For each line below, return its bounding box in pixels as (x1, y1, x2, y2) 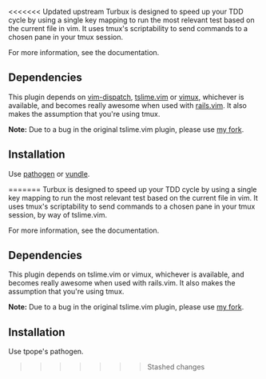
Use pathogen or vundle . (8, 169, 90, 178)
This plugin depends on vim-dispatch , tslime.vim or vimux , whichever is (8, 92, 244, 102)
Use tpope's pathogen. (8, 347, 84, 357)
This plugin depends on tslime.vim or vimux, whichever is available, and (8, 269, 244, 279)
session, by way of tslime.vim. (8, 209, 108, 219)
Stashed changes (147, 362, 205, 372)
